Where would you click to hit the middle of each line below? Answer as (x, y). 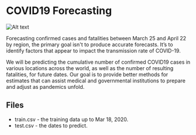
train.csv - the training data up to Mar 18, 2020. (71, 119)
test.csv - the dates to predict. (51, 125)
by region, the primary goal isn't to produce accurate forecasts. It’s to (90, 44)
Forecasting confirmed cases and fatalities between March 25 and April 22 (96, 38)
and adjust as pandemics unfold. (45, 86)
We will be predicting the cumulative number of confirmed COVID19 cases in (98, 62)
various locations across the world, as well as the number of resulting (90, 68)
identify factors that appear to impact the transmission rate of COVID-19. (94, 50)
